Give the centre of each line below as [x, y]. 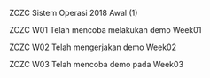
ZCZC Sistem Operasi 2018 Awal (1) [74, 13]
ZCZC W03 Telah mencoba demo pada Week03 [97, 64]
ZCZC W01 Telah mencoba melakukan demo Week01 [105, 30]
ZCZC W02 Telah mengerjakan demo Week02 [93, 47]
